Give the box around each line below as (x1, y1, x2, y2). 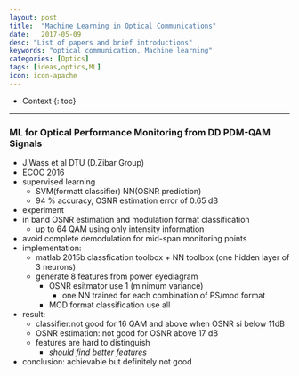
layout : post (9, 12, 58, 22)
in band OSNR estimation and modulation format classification (21, 215, 251, 225)
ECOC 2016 (21, 167, 65, 178)
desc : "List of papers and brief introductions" (9, 37, 193, 47)
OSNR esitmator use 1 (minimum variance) (48, 281, 204, 291)
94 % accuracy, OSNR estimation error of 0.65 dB (35, 195, 219, 206)
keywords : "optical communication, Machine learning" (9, 46, 214, 55)
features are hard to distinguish (35, 338, 150, 348)
